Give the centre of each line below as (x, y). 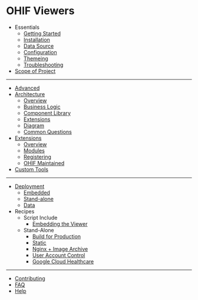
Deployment (29, 186)
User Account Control (59, 255)
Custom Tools (32, 169)
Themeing (36, 58)
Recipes (24, 211)
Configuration (40, 52)
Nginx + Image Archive (60, 249)
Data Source (39, 46)
